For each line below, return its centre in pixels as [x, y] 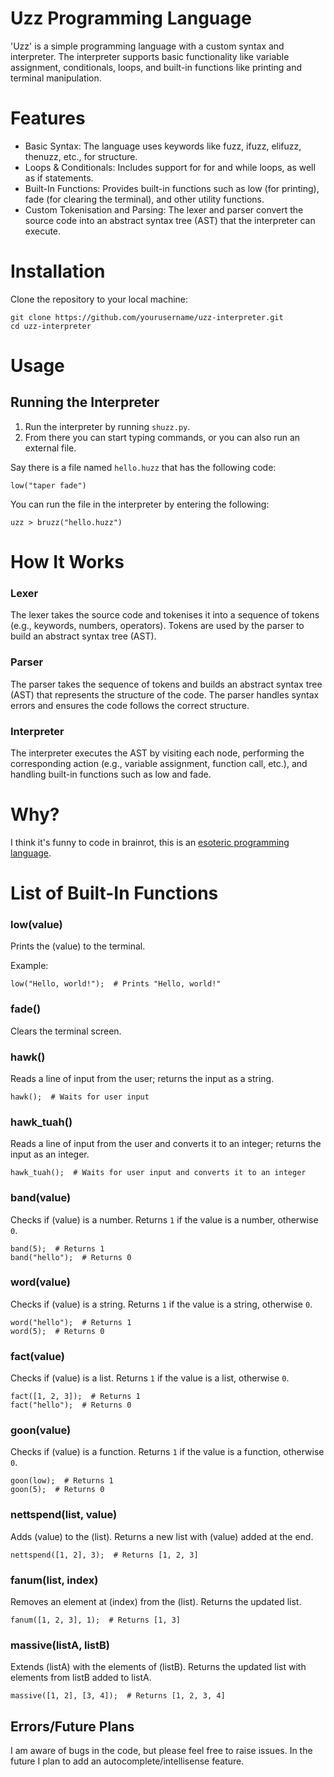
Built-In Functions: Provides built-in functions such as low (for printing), [172, 188]
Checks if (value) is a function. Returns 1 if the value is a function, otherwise [167, 1452]
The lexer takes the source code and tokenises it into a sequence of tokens [165, 615]
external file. [50, 448]
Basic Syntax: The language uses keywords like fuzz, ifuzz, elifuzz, [163, 146]
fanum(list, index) [54, 1580]
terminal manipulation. [56, 78]
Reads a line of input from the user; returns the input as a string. [142, 1078]
